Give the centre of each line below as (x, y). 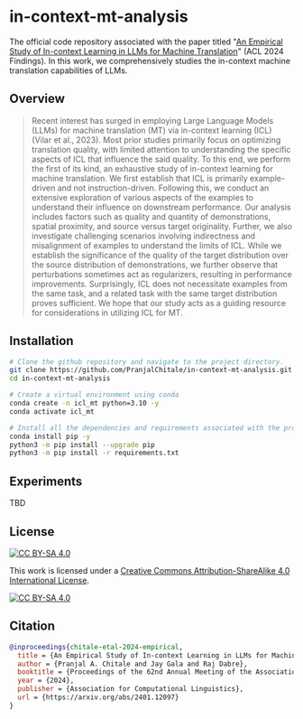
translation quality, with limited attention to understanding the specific (161, 149)
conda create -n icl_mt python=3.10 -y (84, 404)
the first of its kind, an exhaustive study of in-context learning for (152, 168)
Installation (41, 341)
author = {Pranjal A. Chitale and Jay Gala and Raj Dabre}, (133, 664)
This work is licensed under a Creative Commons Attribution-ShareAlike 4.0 (150, 570)
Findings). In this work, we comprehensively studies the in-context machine (150, 61)
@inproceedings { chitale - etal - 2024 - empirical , (96, 647)
